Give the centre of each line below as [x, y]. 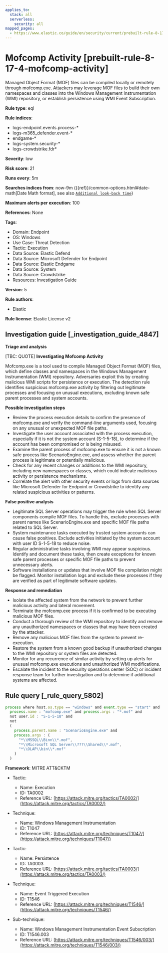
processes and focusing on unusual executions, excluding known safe [77, 393]
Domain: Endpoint [31, 232]
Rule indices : [19, 118]
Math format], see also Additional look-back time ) [80, 193]
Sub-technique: [28, 919]
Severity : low [19, 158]
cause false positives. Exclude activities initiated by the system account [86, 538]
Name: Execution [37, 788]
